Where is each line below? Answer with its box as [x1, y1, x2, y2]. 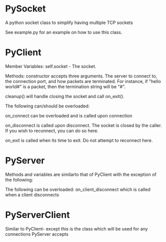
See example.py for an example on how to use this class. [5, 29, 122, 35]
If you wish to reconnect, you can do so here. [5, 127, 98, 133]
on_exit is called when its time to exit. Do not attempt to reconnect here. [5, 137, 153, 143]
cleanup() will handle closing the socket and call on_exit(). [5, 93, 125, 99]
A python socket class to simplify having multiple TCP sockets [5, 19, 133, 25]
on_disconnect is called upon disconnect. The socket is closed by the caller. [5, 122, 162, 128]
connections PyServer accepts [5, 231, 68, 237]
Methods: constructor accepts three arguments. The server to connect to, [5, 73, 157, 79]
